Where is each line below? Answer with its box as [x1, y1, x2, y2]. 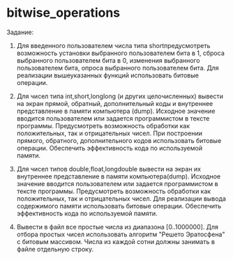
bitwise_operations [6, 5, 121, 21]
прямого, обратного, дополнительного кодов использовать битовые [16, 136, 222, 144]
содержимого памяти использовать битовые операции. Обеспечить [16, 201, 222, 210]
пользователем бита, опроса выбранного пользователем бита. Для [16, 63, 219, 72]
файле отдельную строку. [16, 245, 94, 253]
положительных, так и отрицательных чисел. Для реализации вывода [16, 194, 226, 203]
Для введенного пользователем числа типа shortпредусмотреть [16, 41, 211, 49]
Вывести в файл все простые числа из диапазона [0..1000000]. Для [16, 222, 219, 231]
